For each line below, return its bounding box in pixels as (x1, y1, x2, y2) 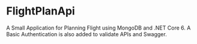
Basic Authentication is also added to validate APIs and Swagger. (6, 30, 167, 37)
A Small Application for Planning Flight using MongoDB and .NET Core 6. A (6, 24, 191, 31)
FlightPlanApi (6, 4, 75, 18)
